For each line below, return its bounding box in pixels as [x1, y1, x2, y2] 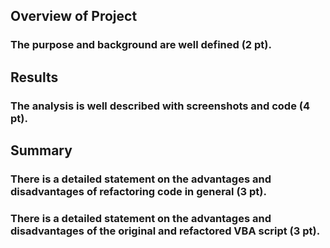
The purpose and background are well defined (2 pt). [10, 38, 272, 52]
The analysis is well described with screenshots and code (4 [10, 99, 311, 113]
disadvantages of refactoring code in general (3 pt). [10, 184, 267, 198]
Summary [10, 142, 73, 159]
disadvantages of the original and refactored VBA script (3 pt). [10, 224, 321, 238]
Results [10, 69, 59, 86]
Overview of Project [10, 8, 138, 25]
